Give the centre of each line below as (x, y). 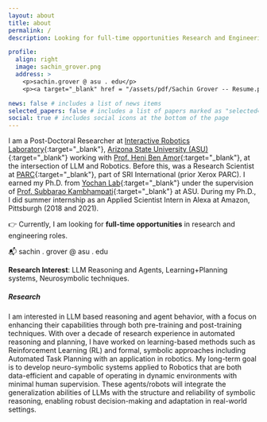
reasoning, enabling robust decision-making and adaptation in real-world (128, 401)
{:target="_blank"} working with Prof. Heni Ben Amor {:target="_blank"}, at (129, 158)
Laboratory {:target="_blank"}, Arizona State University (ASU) (108, 149)
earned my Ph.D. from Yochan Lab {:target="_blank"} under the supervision (131, 183)
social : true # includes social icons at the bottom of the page (118, 118)
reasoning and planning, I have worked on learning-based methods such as (132, 342)
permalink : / (30, 30)
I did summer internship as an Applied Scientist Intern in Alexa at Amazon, (129, 200)
